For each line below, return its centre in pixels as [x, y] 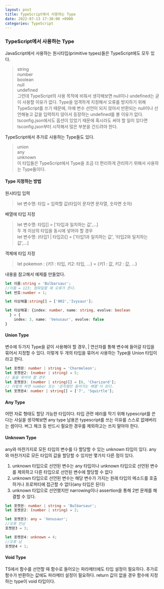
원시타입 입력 [18, 193]
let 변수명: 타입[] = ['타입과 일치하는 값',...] [58, 224]
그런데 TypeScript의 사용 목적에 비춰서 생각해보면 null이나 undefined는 [85, 96]
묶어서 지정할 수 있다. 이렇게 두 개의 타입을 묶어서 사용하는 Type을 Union [75, 353]
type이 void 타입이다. [35, 581]
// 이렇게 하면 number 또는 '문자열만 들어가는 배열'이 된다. [59, 387]
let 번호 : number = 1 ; [26, 293]
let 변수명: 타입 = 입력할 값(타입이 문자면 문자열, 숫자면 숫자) [75, 203]
